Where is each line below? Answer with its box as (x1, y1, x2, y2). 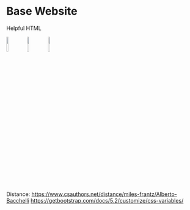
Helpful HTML (6, 24, 42, 32)
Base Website (6, 4, 78, 18)
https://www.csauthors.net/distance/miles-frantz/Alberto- (31, 190, 177, 198)
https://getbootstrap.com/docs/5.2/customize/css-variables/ (30, 197, 184, 204)
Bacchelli (6, 197, 29, 204)
